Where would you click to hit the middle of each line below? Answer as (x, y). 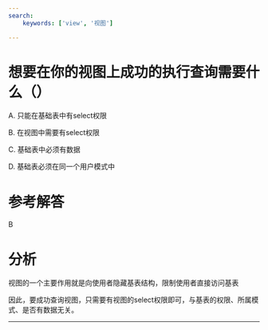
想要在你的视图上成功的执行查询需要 (127, 72)
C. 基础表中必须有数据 (45, 149)
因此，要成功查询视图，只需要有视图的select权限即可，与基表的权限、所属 (130, 300)
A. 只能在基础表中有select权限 (58, 116)
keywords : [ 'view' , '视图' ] (68, 23)
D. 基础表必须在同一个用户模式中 (62, 167)
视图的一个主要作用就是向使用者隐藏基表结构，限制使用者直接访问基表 (124, 283)
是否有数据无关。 (50, 310)
